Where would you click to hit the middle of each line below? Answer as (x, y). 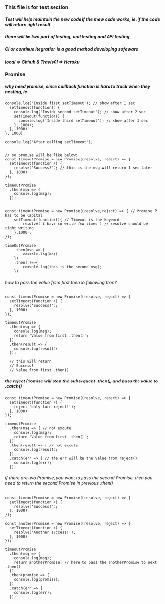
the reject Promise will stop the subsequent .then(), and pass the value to (82, 381)
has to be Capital (24, 215)
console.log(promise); (37, 580)
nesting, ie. (17, 91)
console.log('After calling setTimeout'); (49, 142)
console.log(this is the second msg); (62, 267)
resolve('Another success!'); (45, 532)
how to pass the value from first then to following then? (61, 282)
